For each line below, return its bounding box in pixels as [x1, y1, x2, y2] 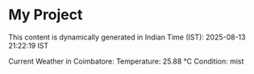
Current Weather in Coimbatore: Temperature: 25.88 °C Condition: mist [8, 56, 244, 66]
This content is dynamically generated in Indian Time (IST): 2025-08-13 [8, 32, 246, 42]
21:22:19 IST [8, 40, 49, 50]
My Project [8, 6, 83, 24]
